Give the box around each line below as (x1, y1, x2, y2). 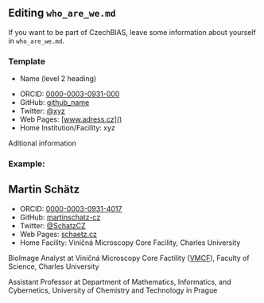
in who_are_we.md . (8, 36, 65, 45)
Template (8, 56, 46, 67)
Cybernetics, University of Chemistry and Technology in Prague (8, 286, 218, 295)
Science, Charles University (8, 262, 99, 271)
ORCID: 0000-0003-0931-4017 (19, 204, 122, 213)
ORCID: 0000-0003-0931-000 (19, 89, 120, 99)
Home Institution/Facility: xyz (19, 123, 115, 133)
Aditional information (8, 138, 77, 148)
